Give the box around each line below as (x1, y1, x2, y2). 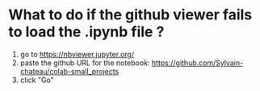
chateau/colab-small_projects (19, 66, 120, 76)
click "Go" (19, 75, 54, 85)
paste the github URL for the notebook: (19, 58, 150, 68)
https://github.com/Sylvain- (151, 58, 244, 68)
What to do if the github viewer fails (8, 6, 253, 24)
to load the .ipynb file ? (8, 23, 165, 41)
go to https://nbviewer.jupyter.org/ (19, 49, 135, 59)
